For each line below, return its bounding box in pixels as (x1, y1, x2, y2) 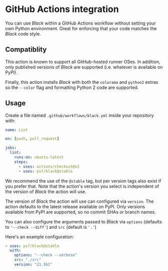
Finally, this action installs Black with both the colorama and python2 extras (5, 79, 158, 85)
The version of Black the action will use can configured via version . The (5, 198, 154, 204)
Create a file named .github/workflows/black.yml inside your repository (5, 112, 154, 118)
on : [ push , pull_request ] (5, 137, 59, 142)
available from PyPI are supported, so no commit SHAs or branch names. (5, 209, 156, 215)
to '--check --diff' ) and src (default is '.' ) (5, 224, 97, 230)
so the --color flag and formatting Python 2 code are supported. (5, 84, 139, 90)
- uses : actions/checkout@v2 (18, 164, 80, 169)
